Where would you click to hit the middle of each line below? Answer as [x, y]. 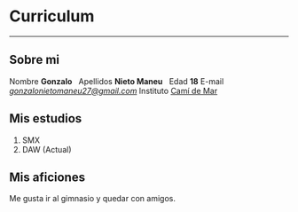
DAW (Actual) [47, 149]
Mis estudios [46, 118]
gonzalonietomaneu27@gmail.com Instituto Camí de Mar [114, 90]
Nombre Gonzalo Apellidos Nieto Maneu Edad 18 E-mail [117, 81]
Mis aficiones [47, 177]
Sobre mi [35, 60]
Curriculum [52, 16]
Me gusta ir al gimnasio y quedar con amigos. [92, 199]
